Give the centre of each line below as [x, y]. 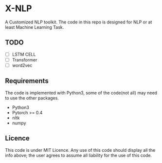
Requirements [27, 81]
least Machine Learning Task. [35, 27]
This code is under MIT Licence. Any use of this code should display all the [80, 150]
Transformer [25, 60]
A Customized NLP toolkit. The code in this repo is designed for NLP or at [79, 22]
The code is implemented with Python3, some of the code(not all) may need [81, 93]
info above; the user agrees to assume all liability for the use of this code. [79, 155]
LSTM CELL [24, 54]
